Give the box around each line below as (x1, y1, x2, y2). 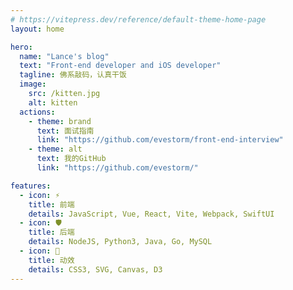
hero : (10, 42, 33, 52)
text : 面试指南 (36, 126, 95, 136)
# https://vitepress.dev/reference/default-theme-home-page (10, 14, 267, 25)
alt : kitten (28, 97, 78, 108)
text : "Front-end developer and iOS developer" (19, 61, 222, 71)
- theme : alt (28, 144, 83, 155)
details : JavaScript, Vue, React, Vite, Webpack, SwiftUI (28, 209, 275, 219)
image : (19, 79, 47, 90)
